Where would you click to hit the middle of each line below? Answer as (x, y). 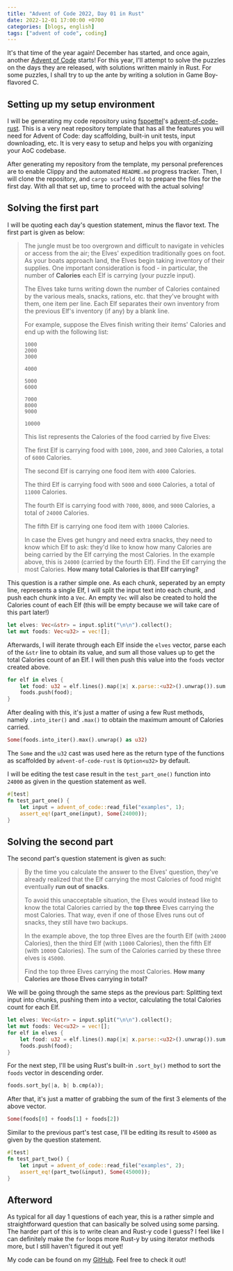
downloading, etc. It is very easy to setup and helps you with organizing (110, 143)
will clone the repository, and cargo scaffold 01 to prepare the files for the (114, 179)
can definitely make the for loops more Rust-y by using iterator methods (111, 1239)
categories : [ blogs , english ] (51, 26)
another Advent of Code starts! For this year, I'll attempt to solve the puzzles (116, 61)
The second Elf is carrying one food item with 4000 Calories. (110, 471)
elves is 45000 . (45, 958)
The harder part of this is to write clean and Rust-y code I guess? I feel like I (115, 1231)
